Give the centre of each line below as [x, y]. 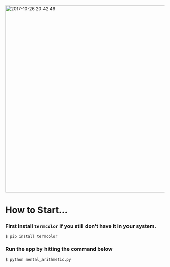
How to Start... [37, 210]
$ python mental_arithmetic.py [38, 259]
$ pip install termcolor [31, 237]
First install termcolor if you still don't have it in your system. [81, 226]
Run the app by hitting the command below [59, 249]
